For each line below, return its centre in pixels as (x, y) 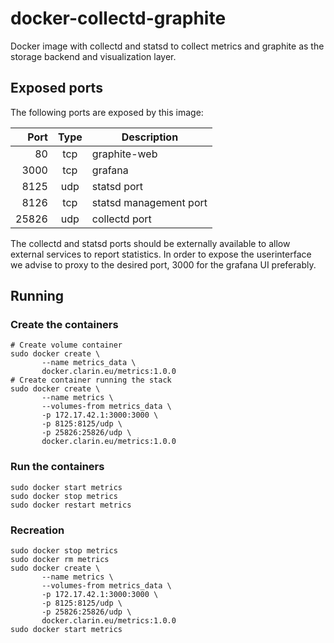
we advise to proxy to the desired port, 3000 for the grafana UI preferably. (163, 264)
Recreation (37, 530)
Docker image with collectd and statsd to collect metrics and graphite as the (167, 46)
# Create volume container (66, 345)
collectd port (121, 219)
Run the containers (57, 467)
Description (150, 137)
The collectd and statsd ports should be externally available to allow (150, 243)
